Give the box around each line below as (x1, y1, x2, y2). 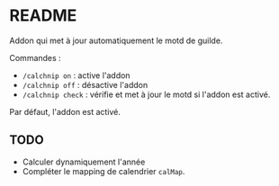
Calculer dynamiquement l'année (22, 156, 146, 167)
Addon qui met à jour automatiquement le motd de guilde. (9, 35, 223, 46)
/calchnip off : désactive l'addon (22, 79, 148, 90)
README (9, 5, 77, 26)
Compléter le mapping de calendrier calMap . (22, 165, 185, 176)
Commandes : (9, 52, 61, 63)
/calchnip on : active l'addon (22, 69, 130, 81)
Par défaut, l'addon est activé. (9, 106, 121, 117)
